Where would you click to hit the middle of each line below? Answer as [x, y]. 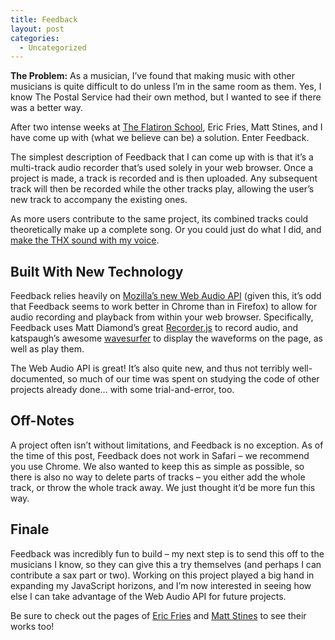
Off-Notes [42, 421]
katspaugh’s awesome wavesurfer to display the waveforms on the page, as [167, 338]
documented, [38, 379]
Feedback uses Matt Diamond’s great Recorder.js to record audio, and [154, 328]
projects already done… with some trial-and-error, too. [122, 390]
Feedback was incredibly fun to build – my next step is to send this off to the [167, 553]
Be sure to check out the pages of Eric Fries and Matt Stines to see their [158, 615]
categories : [35, 38]
